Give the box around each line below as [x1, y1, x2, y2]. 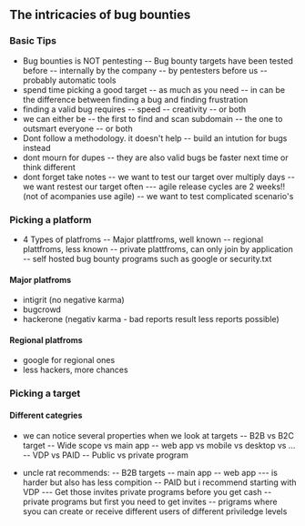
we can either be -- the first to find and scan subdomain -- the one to [22, 113, 283, 124]
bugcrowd [22, 304, 62, 315]
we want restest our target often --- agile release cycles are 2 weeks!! [22, 181, 286, 192]
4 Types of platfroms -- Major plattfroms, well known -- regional [22, 234, 264, 245]
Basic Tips [9, 35, 57, 47]
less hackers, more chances [22, 364, 129, 376]
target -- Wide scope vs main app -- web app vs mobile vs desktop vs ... [22, 440, 296, 450]
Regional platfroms [9, 334, 84, 345]
